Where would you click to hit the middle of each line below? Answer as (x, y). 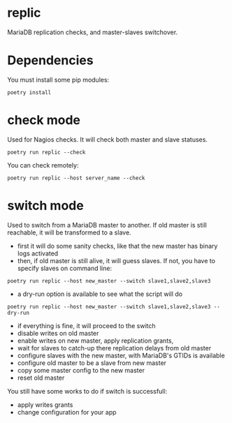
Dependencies (50, 60)
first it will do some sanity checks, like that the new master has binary (117, 246)
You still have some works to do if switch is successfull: (87, 391)
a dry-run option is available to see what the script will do (100, 294)
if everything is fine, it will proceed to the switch (86, 325)
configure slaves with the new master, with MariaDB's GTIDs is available (121, 355)
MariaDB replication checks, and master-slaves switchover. (93, 32)
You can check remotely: (43, 165)
